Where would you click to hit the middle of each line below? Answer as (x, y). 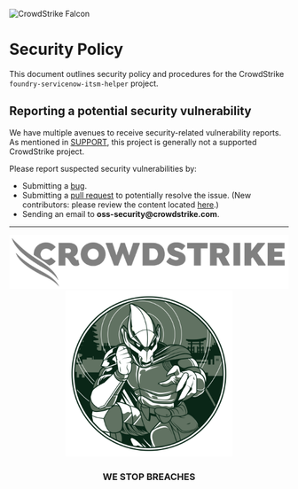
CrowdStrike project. (47, 151)
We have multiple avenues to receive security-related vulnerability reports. (145, 132)
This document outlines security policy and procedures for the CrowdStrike (147, 74)
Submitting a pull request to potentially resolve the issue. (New (136, 195)
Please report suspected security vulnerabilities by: (103, 168)
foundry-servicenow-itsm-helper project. (84, 83)
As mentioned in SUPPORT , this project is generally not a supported (133, 142)
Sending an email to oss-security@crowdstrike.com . (121, 213)
